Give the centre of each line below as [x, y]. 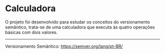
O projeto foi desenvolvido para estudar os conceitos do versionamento [78, 22]
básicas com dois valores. [31, 32]
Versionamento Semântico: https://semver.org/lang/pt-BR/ [64, 46]
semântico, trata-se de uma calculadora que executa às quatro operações [80, 27]
